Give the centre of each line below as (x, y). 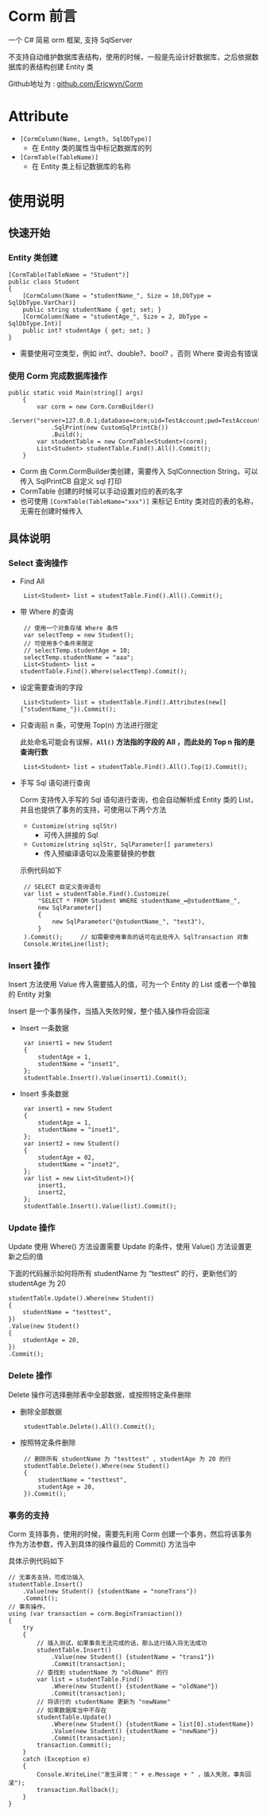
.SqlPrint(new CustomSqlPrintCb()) (110, 428)
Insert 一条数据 (44, 1028)
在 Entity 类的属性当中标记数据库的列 (92, 147)
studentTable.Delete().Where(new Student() (97, 1466)
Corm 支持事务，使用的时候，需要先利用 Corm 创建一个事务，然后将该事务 (130, 1534)
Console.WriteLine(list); (66, 944)
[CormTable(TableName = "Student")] (69, 275)
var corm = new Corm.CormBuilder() (96, 407)
